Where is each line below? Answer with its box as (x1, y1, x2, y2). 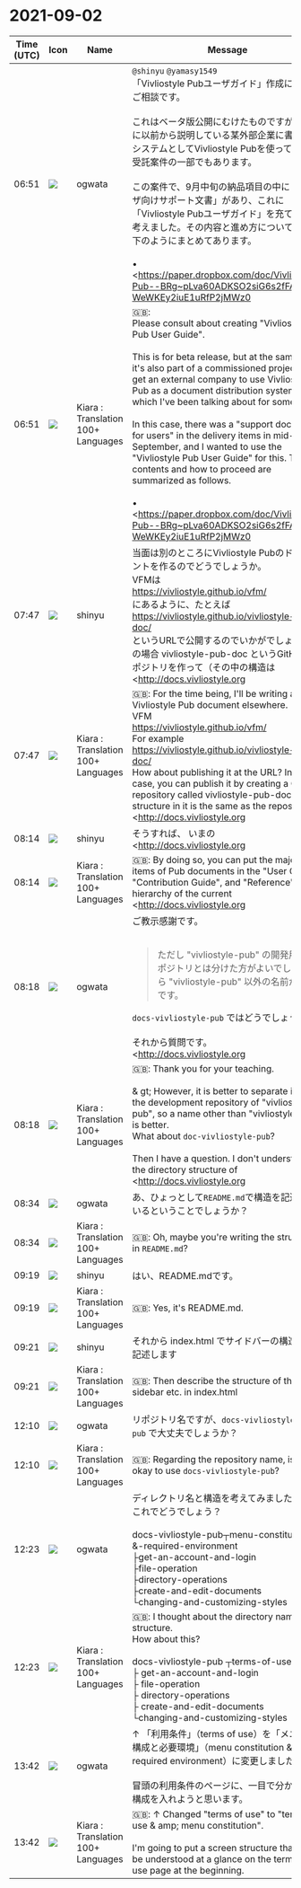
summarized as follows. (132, 473, 231, 486)
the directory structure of (132, 1163, 238, 1176)
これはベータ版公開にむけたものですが (132, 115, 294, 128)
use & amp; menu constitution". (132, 1819, 264, 1831)
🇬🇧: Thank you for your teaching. (132, 1062, 275, 1074)
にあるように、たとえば (132, 598, 231, 611)
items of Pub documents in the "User (132, 864, 288, 877)
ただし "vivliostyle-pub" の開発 (157, 948, 289, 961)
